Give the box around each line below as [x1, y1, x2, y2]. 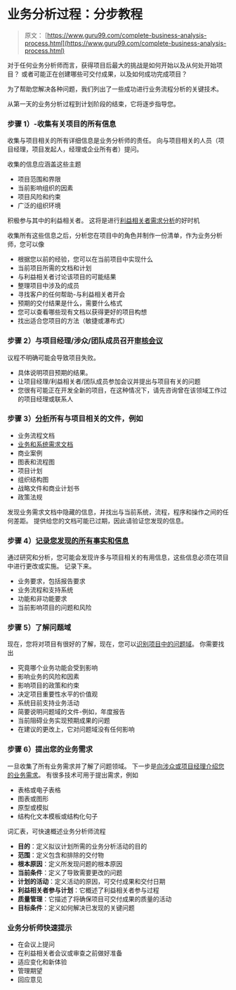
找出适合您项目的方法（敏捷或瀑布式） [17, 317, 129, 325]
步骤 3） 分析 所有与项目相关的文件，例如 [7, 414, 143, 424]
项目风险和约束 [17, 193, 61, 201]
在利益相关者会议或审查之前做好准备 [17, 949, 123, 958]
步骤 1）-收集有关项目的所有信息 [7, 119, 117, 129]
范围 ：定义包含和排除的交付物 [17, 851, 104, 859]
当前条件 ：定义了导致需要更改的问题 [17, 868, 123, 877]
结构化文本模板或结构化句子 [17, 812, 98, 820]
